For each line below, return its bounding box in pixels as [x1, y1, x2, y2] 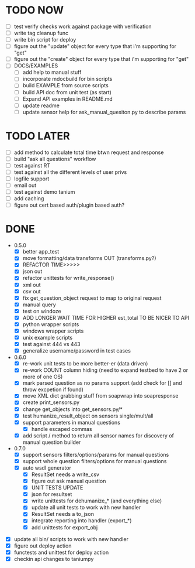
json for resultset [31, 491, 72, 498]
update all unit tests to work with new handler [31, 504, 141, 511]
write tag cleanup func [13, 30, 68, 36]
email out [13, 182, 37, 189]
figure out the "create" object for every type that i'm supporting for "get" [13, 56, 189, 63]
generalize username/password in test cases [22, 347, 131, 354]
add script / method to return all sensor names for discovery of [22, 432, 175, 439]
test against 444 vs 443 [22, 341, 81, 348]
